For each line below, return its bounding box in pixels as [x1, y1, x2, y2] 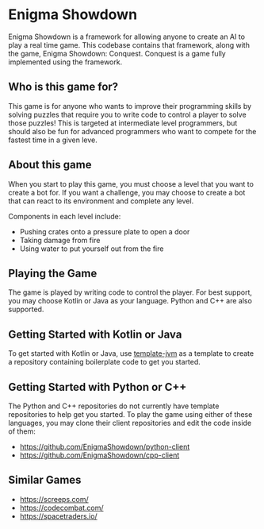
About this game [8, 158, 92, 172]
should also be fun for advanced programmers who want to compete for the [8, 126, 257, 136]
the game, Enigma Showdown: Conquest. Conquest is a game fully [8, 48, 226, 58]
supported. [8, 304, 44, 315]
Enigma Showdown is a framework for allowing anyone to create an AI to [8, 32, 246, 41]
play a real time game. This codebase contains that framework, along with [8, 40, 250, 49]
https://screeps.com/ [19, 494, 89, 504]
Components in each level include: [8, 211, 121, 221]
